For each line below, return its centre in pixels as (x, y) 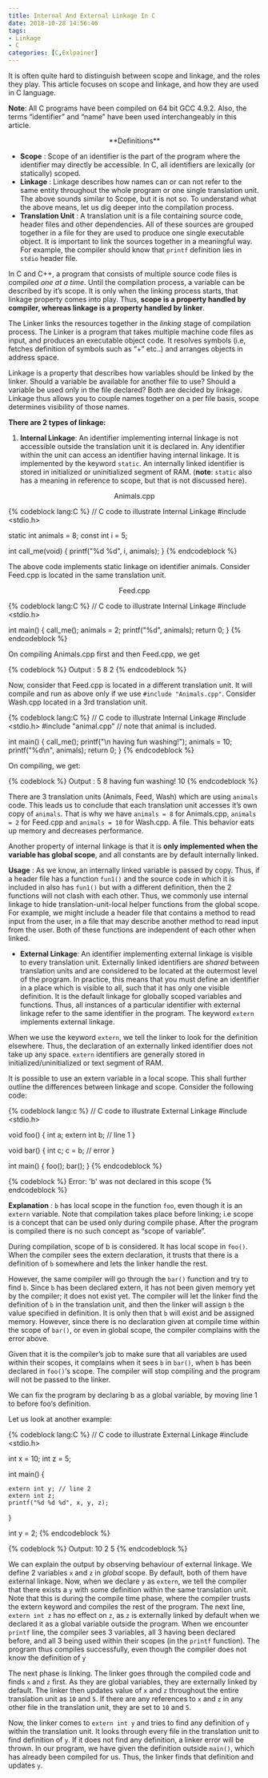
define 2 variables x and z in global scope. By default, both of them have (128, 1573)
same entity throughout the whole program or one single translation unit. (139, 190)
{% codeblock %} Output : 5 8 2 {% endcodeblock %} (98, 670)
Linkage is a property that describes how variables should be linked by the (131, 373)
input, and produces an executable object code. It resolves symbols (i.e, (127, 340)
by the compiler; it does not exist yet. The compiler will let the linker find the (133, 1296)
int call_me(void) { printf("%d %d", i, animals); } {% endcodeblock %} (123, 551)
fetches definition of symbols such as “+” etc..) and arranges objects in (126, 349)
